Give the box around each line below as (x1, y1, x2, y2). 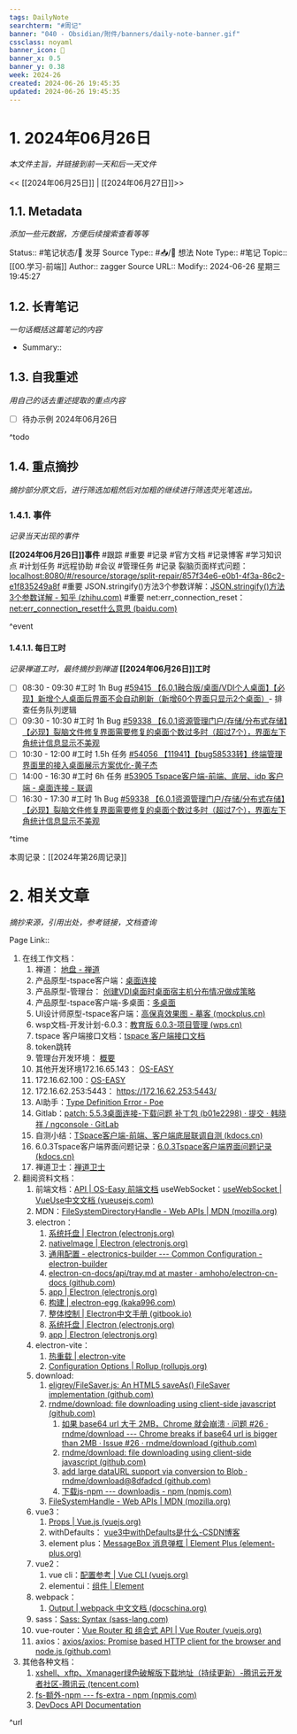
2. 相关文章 (9, 886, 90, 906)
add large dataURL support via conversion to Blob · (61, 1466, 247, 1476)
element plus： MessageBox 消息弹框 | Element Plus (48, 1537, 238, 1548)
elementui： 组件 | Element (48, 1580, 144, 1591)
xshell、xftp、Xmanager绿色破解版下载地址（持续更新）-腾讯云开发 (34, 1667, 283, 1678)
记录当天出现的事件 (9, 530, 80, 541)
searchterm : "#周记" (9, 21, 82, 30)
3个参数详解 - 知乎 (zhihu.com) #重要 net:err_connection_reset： (9, 592, 246, 603)
